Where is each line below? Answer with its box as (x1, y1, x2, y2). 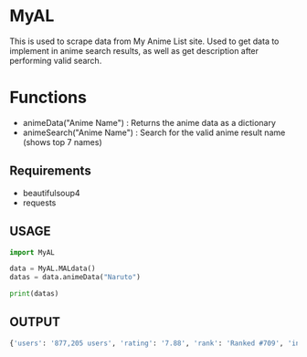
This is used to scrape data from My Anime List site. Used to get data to (9, 36, 280, 47)
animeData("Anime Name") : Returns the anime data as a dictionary (22, 117, 277, 128)
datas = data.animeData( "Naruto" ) (9, 273, 142, 282)
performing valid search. (9, 55, 102, 66)
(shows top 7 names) (22, 136, 102, 147)
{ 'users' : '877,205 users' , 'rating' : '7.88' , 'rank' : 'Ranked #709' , (9, 339, 284, 348)
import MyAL (9, 247, 55, 257)
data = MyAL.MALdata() (9, 264, 96, 274)
